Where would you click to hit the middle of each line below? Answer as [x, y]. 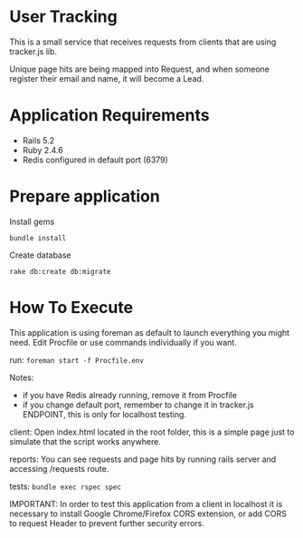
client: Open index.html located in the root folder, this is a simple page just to [152, 432]
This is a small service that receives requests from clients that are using [143, 42]
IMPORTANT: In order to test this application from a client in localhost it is [146, 504]
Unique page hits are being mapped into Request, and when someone [139, 69]
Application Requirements [109, 116]
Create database [41, 255]
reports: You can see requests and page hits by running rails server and [143, 459]
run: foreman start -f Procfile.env [77, 359]
